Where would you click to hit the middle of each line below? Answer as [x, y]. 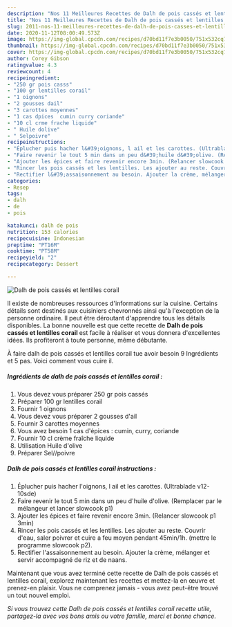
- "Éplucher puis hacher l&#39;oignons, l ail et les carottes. [101, 149]
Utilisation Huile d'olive [50, 445]
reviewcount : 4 [29, 71]
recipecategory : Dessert [43, 264]
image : [17, 39]
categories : [24, 181]
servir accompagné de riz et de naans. [72, 560]
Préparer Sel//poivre [46, 453]
